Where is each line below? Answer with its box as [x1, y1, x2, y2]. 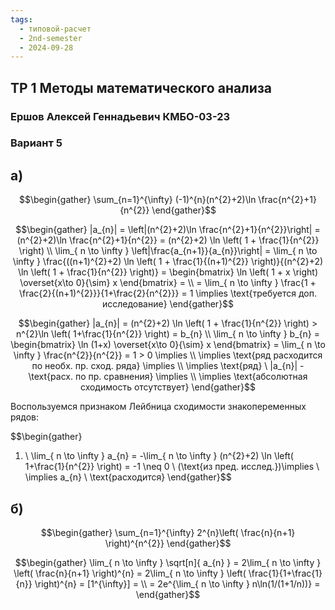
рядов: [10, 411, 40, 423]
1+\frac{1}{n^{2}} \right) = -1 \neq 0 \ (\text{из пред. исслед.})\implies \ [24, 461, 320, 473]
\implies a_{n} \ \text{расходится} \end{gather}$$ [24, 471, 232, 483]
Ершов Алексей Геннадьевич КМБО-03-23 [10, 109, 231, 123]
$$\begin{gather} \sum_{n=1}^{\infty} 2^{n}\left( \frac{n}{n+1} [40, 527, 296, 539]
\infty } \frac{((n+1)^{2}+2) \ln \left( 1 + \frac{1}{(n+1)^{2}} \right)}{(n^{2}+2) [12, 256, 324, 268]
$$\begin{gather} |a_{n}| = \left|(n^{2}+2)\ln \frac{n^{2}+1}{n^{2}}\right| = [15, 224, 321, 236]
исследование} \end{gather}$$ [101, 298, 235, 310]
